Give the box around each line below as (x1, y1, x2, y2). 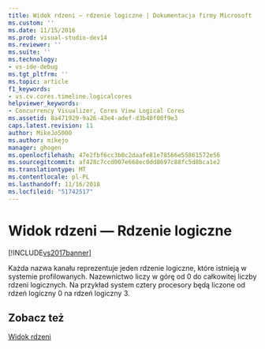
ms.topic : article (8, 77, 69, 85)
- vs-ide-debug (8, 63, 58, 71)
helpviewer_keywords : (8, 99, 80, 107)
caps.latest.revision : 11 (8, 122, 93, 129)
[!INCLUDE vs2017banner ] (8, 248, 92, 257)
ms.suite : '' (8, 48, 51, 56)
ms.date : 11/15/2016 (8, 26, 77, 34)
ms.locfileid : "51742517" (8, 187, 93, 196)
